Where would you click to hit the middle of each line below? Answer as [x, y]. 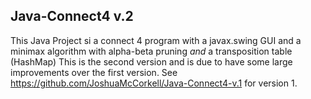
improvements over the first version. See [94, 72]
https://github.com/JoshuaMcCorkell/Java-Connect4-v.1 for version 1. [154, 83]
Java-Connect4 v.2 [72, 16]
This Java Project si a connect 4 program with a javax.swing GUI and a [156, 40]
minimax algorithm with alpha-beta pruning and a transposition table [151, 51]
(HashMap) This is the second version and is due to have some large [151, 61]
